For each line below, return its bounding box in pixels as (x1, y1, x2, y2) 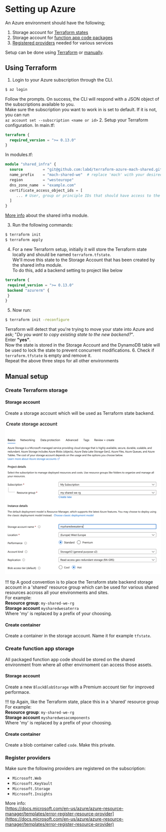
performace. (5, 689, 31, 695)
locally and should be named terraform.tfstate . (12, 251, 111, 257)
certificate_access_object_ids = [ (9, 188, 83, 193)
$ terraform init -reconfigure (5, 317, 70, 322)
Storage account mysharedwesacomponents (5, 714, 90, 720)
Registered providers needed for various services (12, 40, 114, 45)
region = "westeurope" (9, 177, 74, 182)
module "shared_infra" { (5, 162, 56, 167)
